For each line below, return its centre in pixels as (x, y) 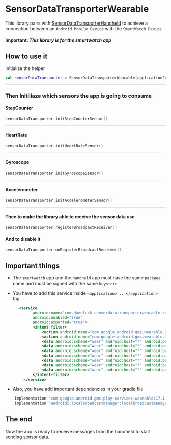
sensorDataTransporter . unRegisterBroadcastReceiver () (64, 250)
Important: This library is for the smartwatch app (59, 40)
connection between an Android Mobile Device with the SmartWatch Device (83, 28)
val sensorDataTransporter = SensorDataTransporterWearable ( (72, 78)
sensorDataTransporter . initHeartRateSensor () (54, 146)
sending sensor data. (27, 437)
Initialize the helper (25, 68)
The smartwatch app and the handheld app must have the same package (87, 278)
